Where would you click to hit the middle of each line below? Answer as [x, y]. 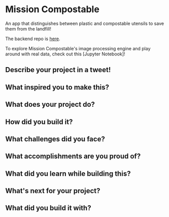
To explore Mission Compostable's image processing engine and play [78, 48]
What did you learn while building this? [68, 174]
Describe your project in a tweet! [58, 70]
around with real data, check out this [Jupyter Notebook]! [65, 54]
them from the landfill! [28, 28]
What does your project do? [50, 104]
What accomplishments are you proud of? [73, 156]
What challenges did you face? [55, 139]
